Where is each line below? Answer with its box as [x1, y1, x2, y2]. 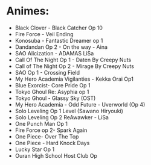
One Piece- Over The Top [14, 132, 79, 140]
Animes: [6, 4, 50, 18]
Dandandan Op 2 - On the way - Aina [14, 43, 108, 51]
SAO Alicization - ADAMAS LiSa [14, 49, 94, 57]
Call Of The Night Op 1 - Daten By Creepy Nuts [14, 56, 132, 63]
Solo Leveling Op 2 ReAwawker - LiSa [14, 113, 109, 121]
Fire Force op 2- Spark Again [14, 126, 88, 134]
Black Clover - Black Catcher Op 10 [14, 24, 103, 31]
